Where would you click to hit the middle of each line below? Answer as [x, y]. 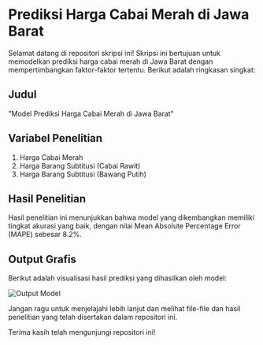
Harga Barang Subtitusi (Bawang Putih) [83, 174]
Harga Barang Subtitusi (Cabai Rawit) [80, 165]
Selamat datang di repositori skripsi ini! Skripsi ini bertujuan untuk [115, 53]
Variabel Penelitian [56, 138]
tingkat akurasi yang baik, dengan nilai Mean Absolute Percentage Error [125, 226]
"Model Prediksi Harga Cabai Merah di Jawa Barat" [91, 113]
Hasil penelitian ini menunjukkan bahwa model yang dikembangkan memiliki [131, 217]
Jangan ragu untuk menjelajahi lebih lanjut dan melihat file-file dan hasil [124, 309]
